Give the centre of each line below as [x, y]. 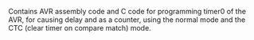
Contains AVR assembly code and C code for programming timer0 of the [127, 11]
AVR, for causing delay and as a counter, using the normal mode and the [127, 20]
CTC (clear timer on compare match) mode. [80, 28]
